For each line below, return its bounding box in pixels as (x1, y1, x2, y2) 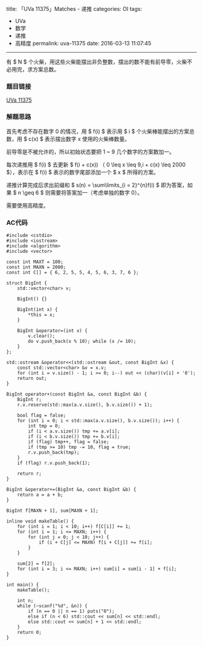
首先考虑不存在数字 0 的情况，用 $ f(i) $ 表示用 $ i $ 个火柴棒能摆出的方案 (6, 128, 190, 135)
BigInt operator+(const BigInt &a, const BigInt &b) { (6, 391, 147, 397)
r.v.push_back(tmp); (28, 449, 80, 455)
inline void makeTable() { (6, 518, 74, 524)
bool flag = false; (17, 412, 66, 419)
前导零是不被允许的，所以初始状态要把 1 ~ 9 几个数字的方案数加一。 (6, 148, 175, 155)
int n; (17, 598, 34, 604)
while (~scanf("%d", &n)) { (17, 602, 88, 609)
